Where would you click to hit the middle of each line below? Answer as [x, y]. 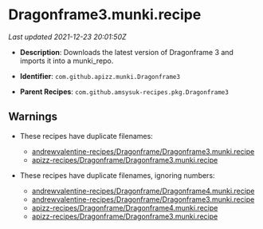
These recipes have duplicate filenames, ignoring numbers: [117, 175]
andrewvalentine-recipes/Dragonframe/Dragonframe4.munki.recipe [143, 191]
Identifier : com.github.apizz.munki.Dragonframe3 [100, 76]
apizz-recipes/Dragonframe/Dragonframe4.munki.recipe [125, 207]
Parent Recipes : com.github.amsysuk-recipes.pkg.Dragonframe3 [124, 91]
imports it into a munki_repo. [67, 61]
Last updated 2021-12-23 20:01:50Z [67, 37]
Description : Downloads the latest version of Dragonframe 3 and [126, 52]
